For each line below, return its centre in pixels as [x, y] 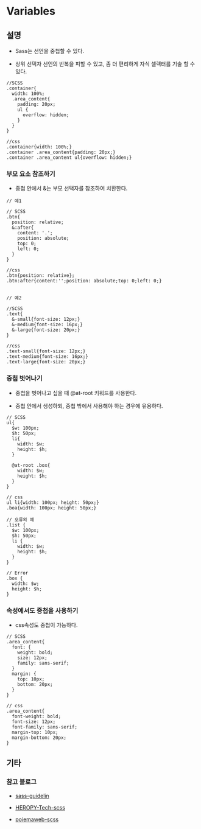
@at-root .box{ [31, 465]
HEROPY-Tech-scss [40, 807]
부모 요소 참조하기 [31, 173]
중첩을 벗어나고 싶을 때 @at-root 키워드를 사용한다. [76, 393]
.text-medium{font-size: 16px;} [47, 357]
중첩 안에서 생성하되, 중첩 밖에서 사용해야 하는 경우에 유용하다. [89, 405]
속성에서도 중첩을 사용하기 [42, 610]
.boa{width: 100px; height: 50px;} [51, 508]
